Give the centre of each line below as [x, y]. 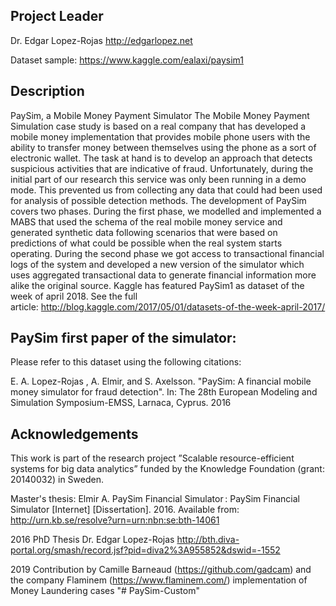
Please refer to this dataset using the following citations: [126, 362]
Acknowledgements [74, 434]
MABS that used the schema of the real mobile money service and [146, 221]
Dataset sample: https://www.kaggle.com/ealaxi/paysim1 [127, 60]
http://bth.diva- [208, 540]
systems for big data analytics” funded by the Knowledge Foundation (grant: [167, 469]
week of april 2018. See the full [74, 296]
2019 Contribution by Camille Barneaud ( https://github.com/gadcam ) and [161, 570]
